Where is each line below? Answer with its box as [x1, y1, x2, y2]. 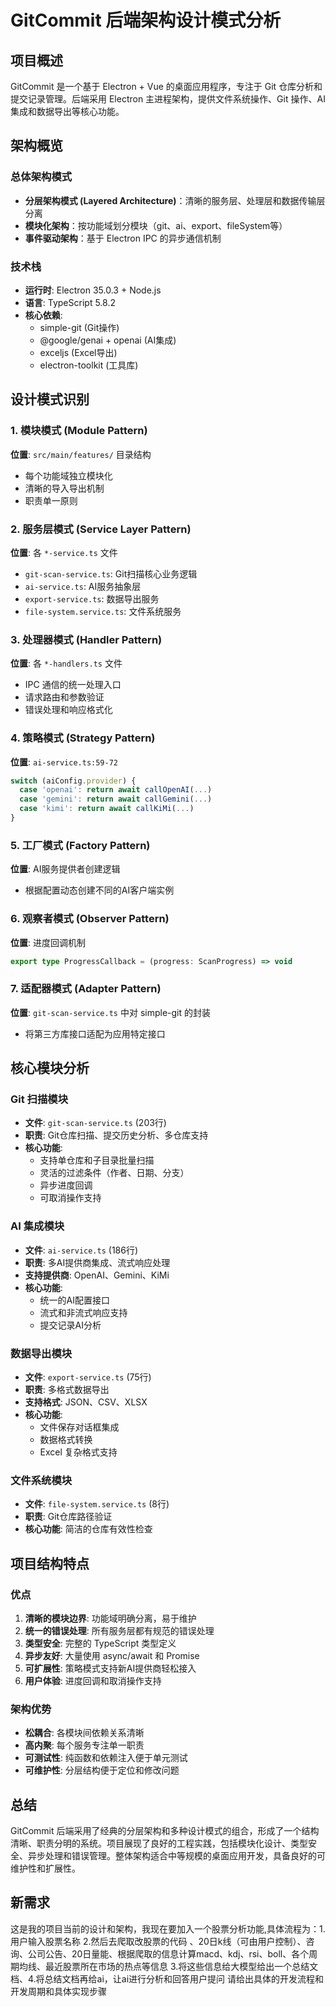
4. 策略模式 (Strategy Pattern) [10, 731, 156, 745]
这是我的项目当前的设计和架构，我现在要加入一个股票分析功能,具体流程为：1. [10, 1922, 326, 1935]
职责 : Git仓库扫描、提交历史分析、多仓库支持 [24, 1129, 209, 1141]
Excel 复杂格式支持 [39, 1446, 118, 1458]
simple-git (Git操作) [39, 321, 120, 333]
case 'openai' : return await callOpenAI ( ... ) [19, 785, 213, 795]
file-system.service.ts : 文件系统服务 [24, 605, 182, 617]
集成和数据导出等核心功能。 [10, 106, 125, 117]
